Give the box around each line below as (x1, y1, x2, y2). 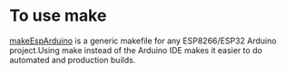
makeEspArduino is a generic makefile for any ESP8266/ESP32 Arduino (9, 35, 277, 46)
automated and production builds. (9, 54, 136, 65)
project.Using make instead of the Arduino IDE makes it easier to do (9, 44, 263, 55)
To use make (9, 5, 107, 26)
